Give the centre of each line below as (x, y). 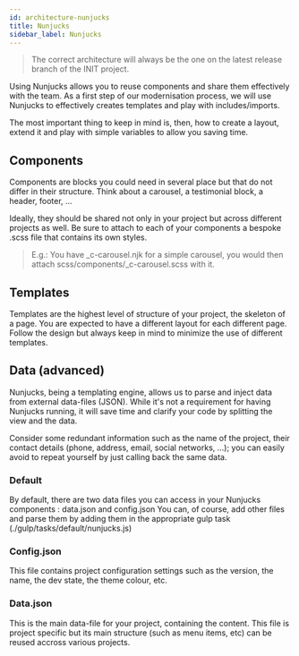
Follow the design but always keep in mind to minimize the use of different (146, 333)
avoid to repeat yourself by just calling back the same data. (118, 456)
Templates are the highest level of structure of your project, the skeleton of (148, 314)
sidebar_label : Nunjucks (56, 34)
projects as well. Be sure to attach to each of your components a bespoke (145, 228)
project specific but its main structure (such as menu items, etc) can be (141, 633)
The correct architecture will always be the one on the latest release (157, 60)
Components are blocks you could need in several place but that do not (141, 182)
